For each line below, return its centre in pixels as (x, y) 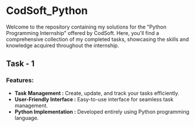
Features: (20, 80)
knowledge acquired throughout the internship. (63, 45)
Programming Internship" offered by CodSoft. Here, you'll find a (83, 33)
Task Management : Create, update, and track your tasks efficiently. (97, 93)
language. (27, 118)
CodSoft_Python (47, 11)
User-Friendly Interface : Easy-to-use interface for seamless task (94, 99)
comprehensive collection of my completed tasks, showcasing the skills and (97, 39)
